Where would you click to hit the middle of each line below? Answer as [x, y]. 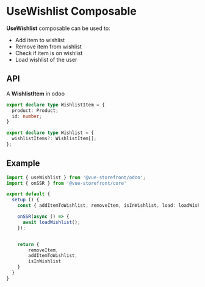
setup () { [26, 200]
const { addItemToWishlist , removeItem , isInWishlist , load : [96, 206]
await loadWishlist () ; [51, 222]
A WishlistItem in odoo [36, 94]
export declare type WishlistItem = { [56, 105]
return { [28, 244]
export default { [28, 194]
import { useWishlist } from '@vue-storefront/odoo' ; [76, 177]
